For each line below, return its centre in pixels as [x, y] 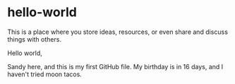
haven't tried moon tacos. [45, 74]
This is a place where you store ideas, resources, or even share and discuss [117, 32]
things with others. [35, 39]
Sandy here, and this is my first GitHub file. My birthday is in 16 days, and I [115, 66]
